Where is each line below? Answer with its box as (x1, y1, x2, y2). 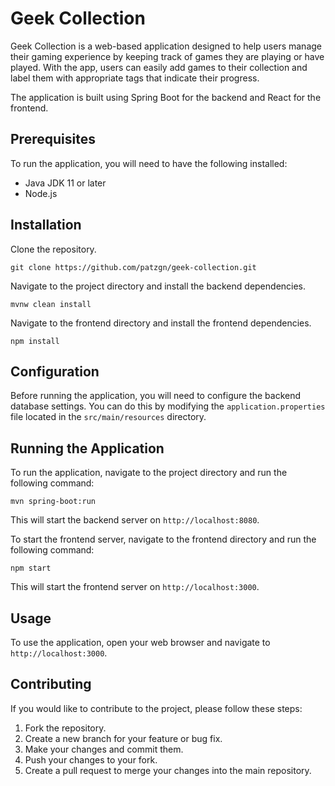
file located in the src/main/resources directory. (10, 411, 207, 423)
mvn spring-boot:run (10, 497, 97, 507)
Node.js (24, 187, 58, 199)
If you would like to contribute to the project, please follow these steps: (10, 702, 303, 714)
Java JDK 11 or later (24, 177, 107, 189)
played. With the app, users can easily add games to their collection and (10, 61, 308, 73)
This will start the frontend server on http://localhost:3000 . (10, 581, 260, 593)
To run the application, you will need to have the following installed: (10, 157, 288, 169)
